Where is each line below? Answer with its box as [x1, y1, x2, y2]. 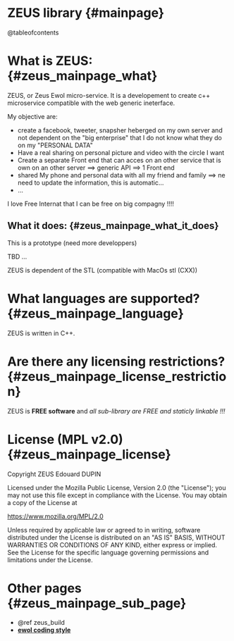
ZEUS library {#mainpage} [7, 5, 164, 21]
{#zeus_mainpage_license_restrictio [7, 368, 227, 385]
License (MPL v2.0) [7, 431, 123, 447]
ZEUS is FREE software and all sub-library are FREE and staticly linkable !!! [7, 406, 226, 415]
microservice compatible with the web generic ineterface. [7, 99, 175, 107]
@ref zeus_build [17, 618, 66, 627]
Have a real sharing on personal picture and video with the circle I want [17, 148, 225, 156]
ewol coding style [17, 626, 71, 635]
